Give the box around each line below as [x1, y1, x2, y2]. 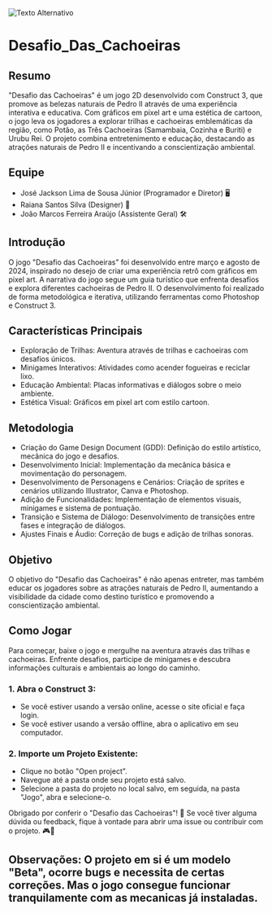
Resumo [8, 68, 51, 82]
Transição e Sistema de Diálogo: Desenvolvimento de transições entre [19, 512, 256, 522]
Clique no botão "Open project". [19, 766, 127, 776]
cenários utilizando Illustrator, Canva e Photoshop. [19, 486, 189, 496]
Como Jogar [8, 624, 72, 638]
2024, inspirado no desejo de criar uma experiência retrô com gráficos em [8, 266, 257, 275]
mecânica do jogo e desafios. [19, 451, 119, 461]
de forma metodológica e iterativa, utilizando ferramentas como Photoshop [8, 292, 260, 301]
